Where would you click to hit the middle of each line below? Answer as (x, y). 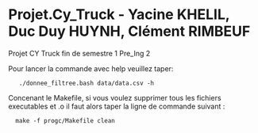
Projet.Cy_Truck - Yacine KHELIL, (119, 15)
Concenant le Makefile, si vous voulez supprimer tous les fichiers (115, 97)
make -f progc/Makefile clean (65, 120)
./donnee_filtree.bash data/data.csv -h (87, 83)
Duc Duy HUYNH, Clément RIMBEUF (129, 31)
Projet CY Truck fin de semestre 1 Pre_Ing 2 (79, 53)
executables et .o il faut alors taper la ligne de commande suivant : (117, 106)
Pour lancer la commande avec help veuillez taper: (91, 68)
